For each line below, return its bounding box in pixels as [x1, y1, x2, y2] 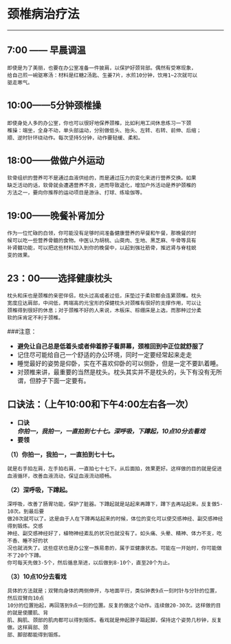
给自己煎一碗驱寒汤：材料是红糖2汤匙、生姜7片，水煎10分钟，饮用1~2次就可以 [7, 72, 198, 79]
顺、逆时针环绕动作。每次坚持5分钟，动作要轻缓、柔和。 [7, 134, 144, 142]
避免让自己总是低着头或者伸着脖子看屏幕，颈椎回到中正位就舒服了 [16, 342, 204, 350]
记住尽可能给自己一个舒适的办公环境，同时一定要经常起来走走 [16, 351, 192, 359]
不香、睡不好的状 [7, 537, 49, 544]
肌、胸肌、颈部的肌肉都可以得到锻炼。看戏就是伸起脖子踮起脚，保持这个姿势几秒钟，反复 [7, 616, 222, 623]
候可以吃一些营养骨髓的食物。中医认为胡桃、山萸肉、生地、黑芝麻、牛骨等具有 [7, 237, 197, 244]
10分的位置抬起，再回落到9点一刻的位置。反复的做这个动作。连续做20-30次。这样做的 [7, 602, 217, 609]
